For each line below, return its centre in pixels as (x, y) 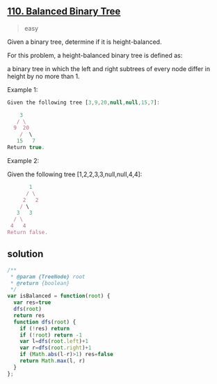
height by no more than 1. (43, 76)
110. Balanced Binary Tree (64, 11)
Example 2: (23, 160)
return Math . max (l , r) (53, 361)
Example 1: (23, 89)
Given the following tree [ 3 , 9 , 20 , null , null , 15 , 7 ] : (83, 102)
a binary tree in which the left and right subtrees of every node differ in (109, 68)
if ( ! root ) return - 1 (51, 335)
